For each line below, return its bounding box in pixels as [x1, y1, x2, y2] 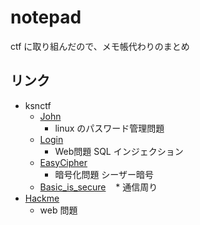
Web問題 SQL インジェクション [54, 145, 184, 157]
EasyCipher [39, 156, 88, 168]
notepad [10, 6, 82, 29]
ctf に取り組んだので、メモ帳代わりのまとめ [10, 40, 190, 52]
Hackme [24, 192, 60, 204]
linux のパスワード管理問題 [54, 122, 165, 134]
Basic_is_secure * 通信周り [39, 181, 158, 193]
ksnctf [24, 99, 52, 111]
